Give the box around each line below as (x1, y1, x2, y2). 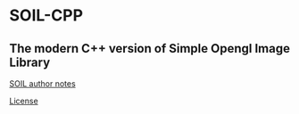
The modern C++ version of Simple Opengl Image (9, 41, 290, 56)
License (9, 95, 38, 106)
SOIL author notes (9, 78, 76, 89)
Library (9, 54, 51, 69)
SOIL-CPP (9, 5, 83, 26)
